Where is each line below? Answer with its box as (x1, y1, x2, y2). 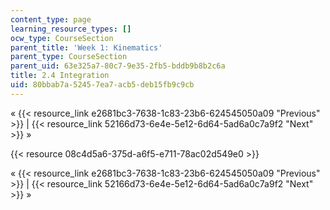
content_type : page (10, 14, 92, 25)
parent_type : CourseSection (10, 52, 128, 62)
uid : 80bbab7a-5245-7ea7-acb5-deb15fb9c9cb (10, 80, 195, 90)
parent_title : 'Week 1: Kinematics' (10, 42, 163, 53)
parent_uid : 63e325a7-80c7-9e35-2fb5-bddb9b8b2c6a (10, 61, 226, 71)
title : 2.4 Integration (10, 71, 110, 81)
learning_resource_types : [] (10, 24, 132, 34)
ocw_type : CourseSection (10, 33, 114, 43)
